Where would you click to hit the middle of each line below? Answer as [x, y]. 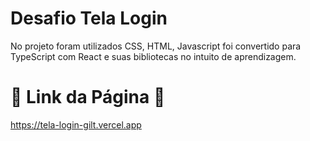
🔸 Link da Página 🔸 [88, 97]
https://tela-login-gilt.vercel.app [76, 124]
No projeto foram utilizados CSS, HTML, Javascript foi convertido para [156, 46]
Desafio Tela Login [89, 18]
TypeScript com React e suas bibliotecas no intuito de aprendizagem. [153, 56]
